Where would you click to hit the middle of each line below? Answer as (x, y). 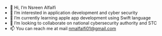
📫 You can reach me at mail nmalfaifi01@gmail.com (63, 28)
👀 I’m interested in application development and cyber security (74, 13)
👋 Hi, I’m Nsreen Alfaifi (33, 8)
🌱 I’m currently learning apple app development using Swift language (80, 18)
